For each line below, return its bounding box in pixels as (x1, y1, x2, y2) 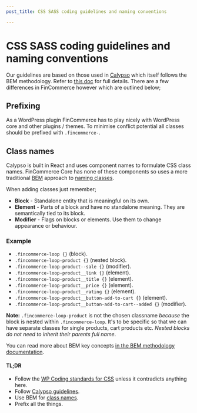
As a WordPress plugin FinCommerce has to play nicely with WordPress (6, 116, 180, 124)
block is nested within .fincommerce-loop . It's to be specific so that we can (6, 318, 187, 325)
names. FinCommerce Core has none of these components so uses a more (6, 168, 188, 175)
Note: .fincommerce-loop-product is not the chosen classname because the (6, 312, 189, 319)
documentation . (6, 349, 45, 356)
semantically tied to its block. (14, 210, 86, 217)
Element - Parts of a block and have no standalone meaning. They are (14, 204, 185, 211)
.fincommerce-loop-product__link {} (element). (14, 269, 131, 276)
